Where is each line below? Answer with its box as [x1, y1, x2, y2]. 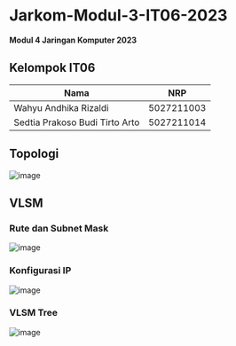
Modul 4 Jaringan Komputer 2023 [9, 35, 138, 45]
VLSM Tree [9, 307, 59, 319]
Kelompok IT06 [9, 60, 96, 75]
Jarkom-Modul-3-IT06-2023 [9, 5, 228, 26]
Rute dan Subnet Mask [9, 222, 109, 234]
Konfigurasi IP [9, 264, 72, 277]
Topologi [9, 146, 59, 161]
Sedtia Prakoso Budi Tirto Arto [13, 116, 140, 129]
